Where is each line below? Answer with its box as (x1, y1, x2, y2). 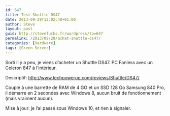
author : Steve (5, 21, 36, 27)
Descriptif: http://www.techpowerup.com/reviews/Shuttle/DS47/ (5, 74, 140, 80)
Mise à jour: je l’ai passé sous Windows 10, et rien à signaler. (5, 105, 131, 111)
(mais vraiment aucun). (5, 95, 54, 101)
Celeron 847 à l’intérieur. (5, 65, 57, 71)
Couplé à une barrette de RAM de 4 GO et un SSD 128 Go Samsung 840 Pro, (5, 84, 165, 91)
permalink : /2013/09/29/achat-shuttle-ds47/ (5, 36, 101, 41)
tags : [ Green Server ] (5, 45, 51, 50)
